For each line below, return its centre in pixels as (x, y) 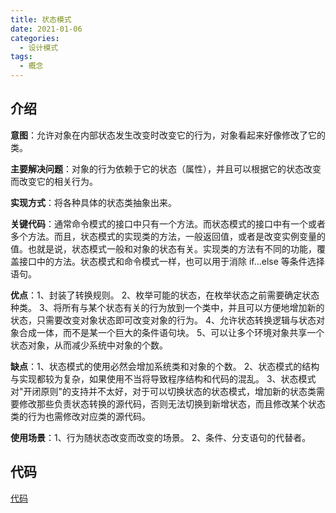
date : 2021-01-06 (46, 29)
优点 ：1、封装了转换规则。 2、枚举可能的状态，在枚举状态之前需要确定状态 (165, 295)
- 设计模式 (39, 47)
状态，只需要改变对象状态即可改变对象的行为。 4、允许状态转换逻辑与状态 (163, 320)
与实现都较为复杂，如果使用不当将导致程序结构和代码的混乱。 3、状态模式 (163, 378)
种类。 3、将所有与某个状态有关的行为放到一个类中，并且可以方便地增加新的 (167, 307)
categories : (35, 38)
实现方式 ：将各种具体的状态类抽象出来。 (93, 202)
